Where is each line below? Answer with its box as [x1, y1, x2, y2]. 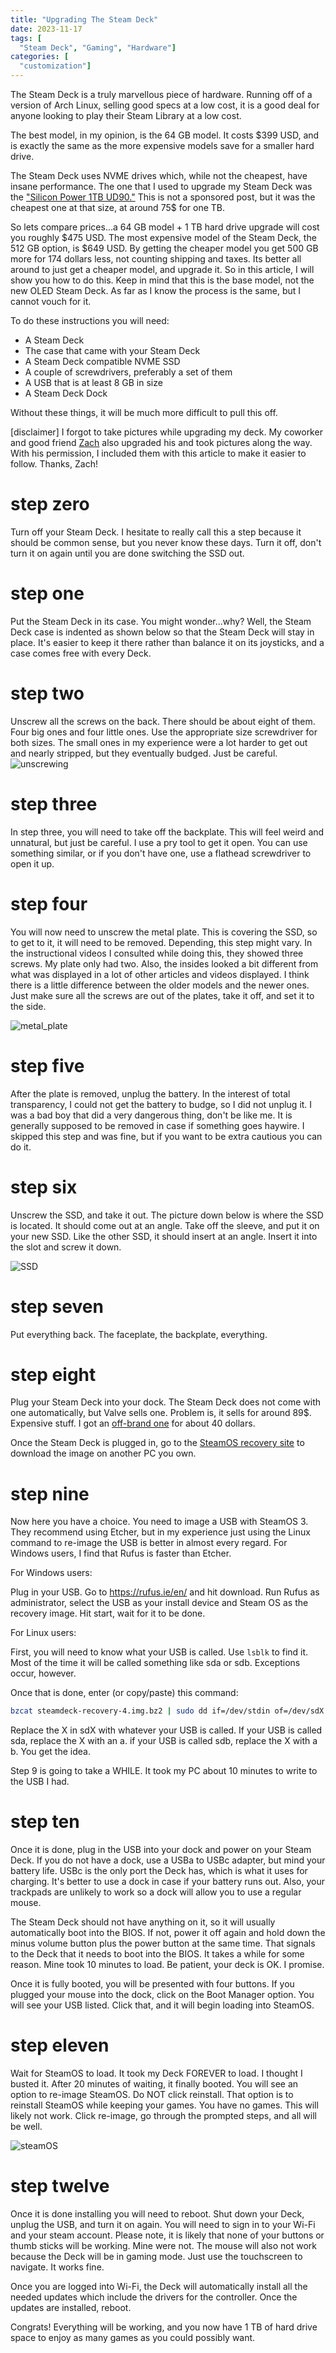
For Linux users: [10, 1627, 77, 1639]
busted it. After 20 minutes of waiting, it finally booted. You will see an [10, 2078, 299, 2090]
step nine [10, 1482, 90, 1505]
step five [10, 1054, 85, 1077]
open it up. [10, 857, 55, 870]
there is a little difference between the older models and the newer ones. [10, 979, 310, 991]
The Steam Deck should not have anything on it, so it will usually [10, 1916, 276, 1928]
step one [10, 582, 85, 605]
